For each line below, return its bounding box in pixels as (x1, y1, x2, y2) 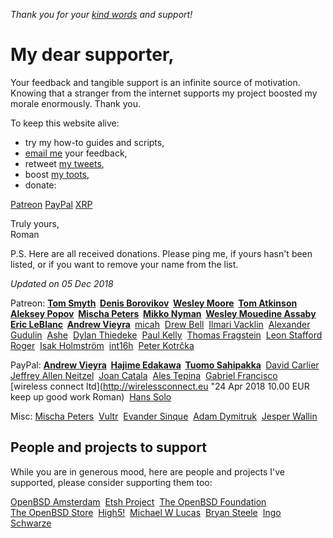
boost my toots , (24, 168, 90, 180)
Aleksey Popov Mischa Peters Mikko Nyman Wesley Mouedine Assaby (10, 307, 317, 319)
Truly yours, (10, 217, 60, 229)
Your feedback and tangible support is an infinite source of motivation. (10, 76, 301, 88)
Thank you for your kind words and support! (10, 9, 193, 20)
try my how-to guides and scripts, (24, 136, 165, 148)
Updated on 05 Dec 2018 (10, 277, 114, 289)
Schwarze (10, 517, 52, 529)
